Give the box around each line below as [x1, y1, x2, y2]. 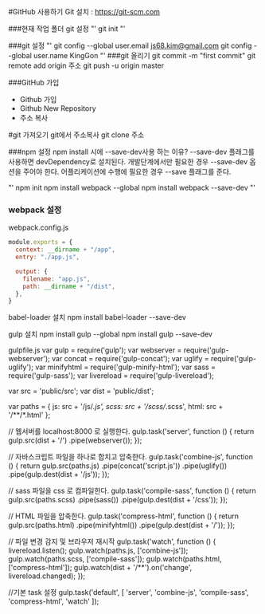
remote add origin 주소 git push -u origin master [8, 61, 165, 70]
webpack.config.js [8, 222, 69, 233]
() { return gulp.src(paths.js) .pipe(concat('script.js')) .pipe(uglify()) [8, 461, 228, 470]
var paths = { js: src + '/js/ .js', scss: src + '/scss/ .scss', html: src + [8, 402, 224, 411]
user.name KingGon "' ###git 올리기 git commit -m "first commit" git [33, 51, 256, 60]
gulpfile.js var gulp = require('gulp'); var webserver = [8, 345, 182, 355]
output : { [15, 267, 48, 275]
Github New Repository [19, 104, 97, 113]
